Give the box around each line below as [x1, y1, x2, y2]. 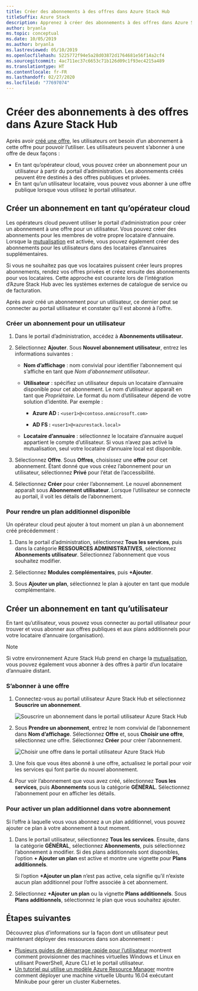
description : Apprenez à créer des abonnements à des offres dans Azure [6, 19, 189, 25]
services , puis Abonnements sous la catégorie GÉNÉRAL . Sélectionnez [14, 783, 190, 791]
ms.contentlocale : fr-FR [6, 69, 67, 75]
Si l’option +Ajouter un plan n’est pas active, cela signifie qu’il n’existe [14, 872, 184, 879]
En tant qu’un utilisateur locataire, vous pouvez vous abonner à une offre [14, 180, 192, 187]
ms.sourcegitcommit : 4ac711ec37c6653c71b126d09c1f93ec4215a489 [6, 58, 165, 64]
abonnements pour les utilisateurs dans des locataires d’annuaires [6, 244, 167, 251]
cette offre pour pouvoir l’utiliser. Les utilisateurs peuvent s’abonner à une [6, 143, 185, 150]
